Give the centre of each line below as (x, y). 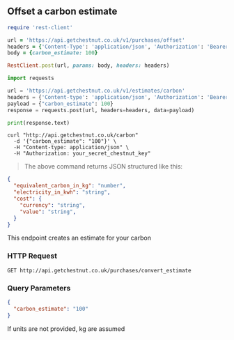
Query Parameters (39, 288)
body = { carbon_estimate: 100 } (53, 53)
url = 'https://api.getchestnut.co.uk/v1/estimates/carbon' (96, 91)
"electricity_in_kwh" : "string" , (62, 192)
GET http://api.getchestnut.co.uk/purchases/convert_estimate (99, 270)
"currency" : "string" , (53, 205)
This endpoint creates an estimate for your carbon (79, 238)
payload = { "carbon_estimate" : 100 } (60, 104)
